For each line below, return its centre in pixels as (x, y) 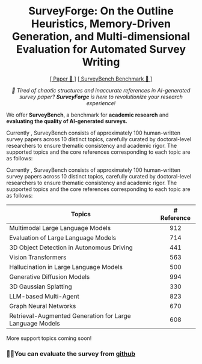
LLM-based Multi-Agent (44, 296)
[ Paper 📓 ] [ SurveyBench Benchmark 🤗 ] (101, 79)
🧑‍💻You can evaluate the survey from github (71, 354)
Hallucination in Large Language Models (66, 267)
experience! (101, 103)
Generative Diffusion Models (50, 276)
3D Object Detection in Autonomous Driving (71, 247)
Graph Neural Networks (43, 306)
